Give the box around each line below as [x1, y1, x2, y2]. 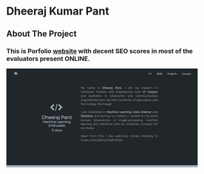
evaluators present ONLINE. [6, 54, 90, 63]
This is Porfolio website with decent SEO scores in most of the [6, 47, 193, 55]
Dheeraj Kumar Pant [6, 4, 109, 18]
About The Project [6, 29, 77, 39]
